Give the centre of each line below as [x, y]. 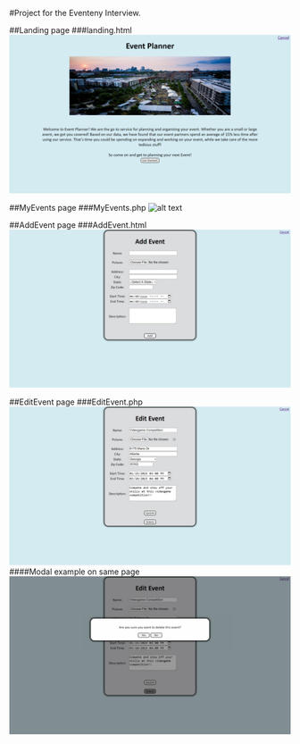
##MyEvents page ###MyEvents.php [78, 207]
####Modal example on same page [75, 572]
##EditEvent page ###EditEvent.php [76, 402]
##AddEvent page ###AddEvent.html [78, 225]
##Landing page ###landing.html [71, 30]
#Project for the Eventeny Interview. [75, 13]
